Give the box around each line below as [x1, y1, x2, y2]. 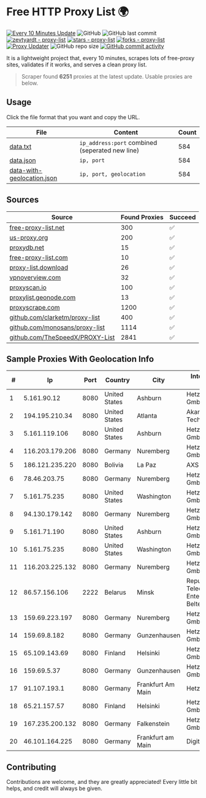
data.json [9, 156, 36, 165]
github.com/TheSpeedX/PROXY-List [9, 333, 115, 342]
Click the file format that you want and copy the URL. [6, 113, 140, 120]
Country [105, 376, 130, 385]
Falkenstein [137, 719, 170, 728]
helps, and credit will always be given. [6, 784, 102, 792]
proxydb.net [9, 243, 45, 252]
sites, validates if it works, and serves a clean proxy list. [6, 61, 147, 68]
